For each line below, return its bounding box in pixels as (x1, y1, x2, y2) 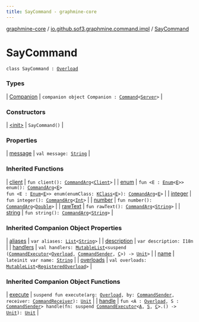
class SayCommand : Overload (6, 66, 78, 72)
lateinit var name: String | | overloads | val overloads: (6, 256, 147, 264)
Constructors (6, 108, 46, 116)
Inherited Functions (6, 165, 64, 173)
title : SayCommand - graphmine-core (6, 8, 97, 15)
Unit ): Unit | (6, 309, 39, 316)
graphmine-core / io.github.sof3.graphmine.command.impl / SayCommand (6, 25, 189, 32)
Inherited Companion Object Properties (6, 224, 122, 232)
